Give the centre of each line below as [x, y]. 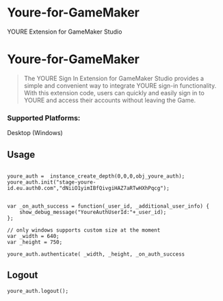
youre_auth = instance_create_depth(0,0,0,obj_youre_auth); [96, 176]
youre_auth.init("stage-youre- [52, 182]
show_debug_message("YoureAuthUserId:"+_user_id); [93, 212]
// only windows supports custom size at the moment [84, 230]
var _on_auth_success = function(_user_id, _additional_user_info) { [108, 206]
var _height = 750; [35, 242]
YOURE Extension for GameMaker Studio [65, 32]
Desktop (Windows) [35, 133]
